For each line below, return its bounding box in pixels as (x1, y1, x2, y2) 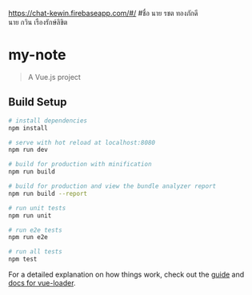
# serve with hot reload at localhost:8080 (8, 138, 156, 146)
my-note (8, 46, 66, 64)
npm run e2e (8, 233, 48, 241)
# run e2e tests (8, 225, 62, 234)
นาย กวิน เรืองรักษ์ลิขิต (8, 18, 68, 26)
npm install (8, 124, 48, 132)
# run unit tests (8, 204, 66, 212)
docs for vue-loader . (8, 278, 76, 288)
